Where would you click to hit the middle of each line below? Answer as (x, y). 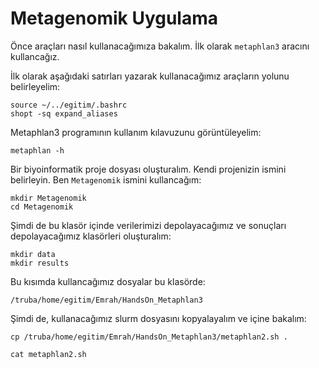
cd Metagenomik (42, 207)
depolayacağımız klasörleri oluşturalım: (91, 236)
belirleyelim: (35, 86)
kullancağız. (35, 56)
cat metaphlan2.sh (48, 354)
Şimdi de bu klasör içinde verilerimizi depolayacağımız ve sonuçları (148, 225)
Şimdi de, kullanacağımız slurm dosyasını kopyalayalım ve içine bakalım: (158, 318)
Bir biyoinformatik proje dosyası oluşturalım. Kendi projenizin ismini (148, 169)
